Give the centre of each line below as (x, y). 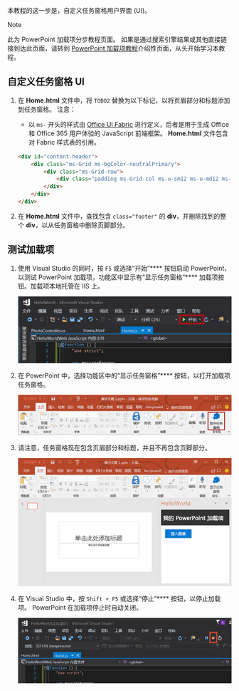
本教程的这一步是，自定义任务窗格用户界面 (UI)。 (79, 10)
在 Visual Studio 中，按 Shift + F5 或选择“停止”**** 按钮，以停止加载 (119, 599)
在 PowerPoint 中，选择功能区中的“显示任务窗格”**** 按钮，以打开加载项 (124, 375)
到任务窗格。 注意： (47, 109)
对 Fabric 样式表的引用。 (64, 142)
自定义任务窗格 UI (46, 82)
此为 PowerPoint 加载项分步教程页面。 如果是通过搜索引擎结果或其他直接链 (117, 39)
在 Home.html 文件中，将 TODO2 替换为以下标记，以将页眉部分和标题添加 (124, 100)
